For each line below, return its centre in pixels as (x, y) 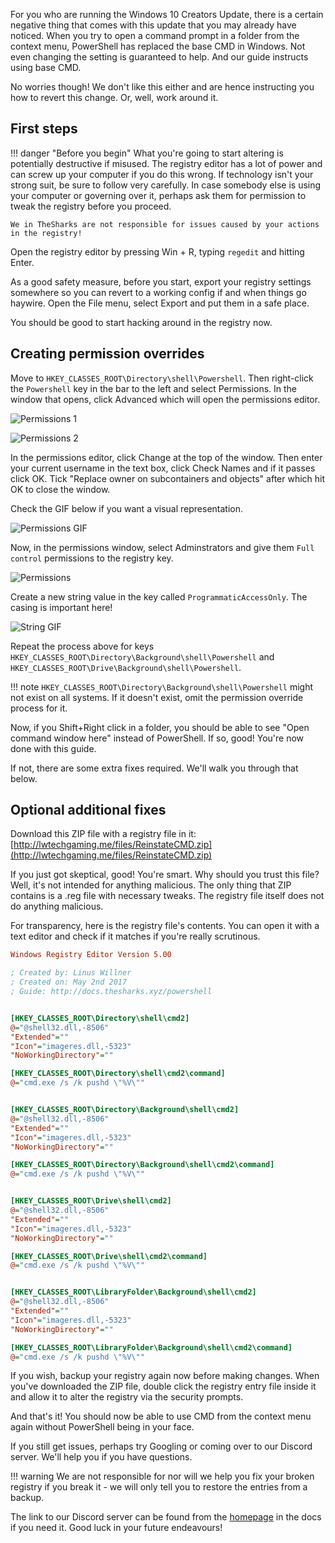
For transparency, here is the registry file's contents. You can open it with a (165, 926)
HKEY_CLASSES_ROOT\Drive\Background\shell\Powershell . (126, 667)
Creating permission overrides (107, 354)
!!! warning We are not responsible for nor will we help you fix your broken (162, 1476)
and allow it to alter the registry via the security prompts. (127, 1397)
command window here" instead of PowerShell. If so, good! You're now (157, 738)
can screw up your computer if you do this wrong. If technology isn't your (162, 174)
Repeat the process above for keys (82, 646)
